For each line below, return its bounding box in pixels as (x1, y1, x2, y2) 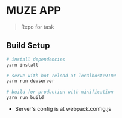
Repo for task (20, 23, 54, 30)
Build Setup (6, 41, 50, 51)
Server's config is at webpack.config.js (14, 105, 112, 112)
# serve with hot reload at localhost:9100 (6, 73, 117, 79)
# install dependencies (6, 56, 66, 63)
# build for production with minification (6, 89, 114, 95)
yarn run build (6, 95, 44, 101)
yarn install (6, 62, 39, 68)
